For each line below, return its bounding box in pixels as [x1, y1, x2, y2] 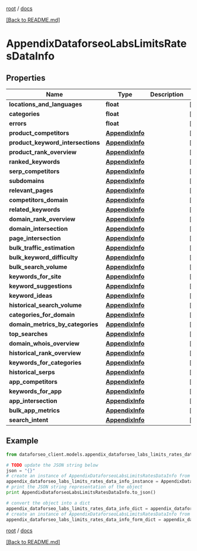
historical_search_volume [9, 301, 82, 309]
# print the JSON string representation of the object [6, 484, 143, 490]
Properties [6, 73, 46, 83]
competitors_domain [9, 196, 69, 204]
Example [6, 436, 39, 446]
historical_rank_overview [9, 349, 81, 357]
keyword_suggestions [9, 282, 72, 290]
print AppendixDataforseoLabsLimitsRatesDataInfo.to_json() [6, 490, 157, 496]
